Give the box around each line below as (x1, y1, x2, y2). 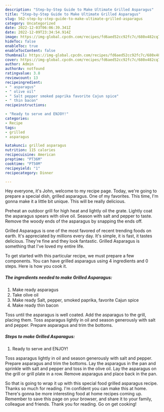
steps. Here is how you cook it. (5, 263, 67, 269)
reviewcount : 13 (5, 75, 38, 80)
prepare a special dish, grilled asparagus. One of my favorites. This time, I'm (5, 193, 159, 199)
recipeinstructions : (5, 103, 47, 108)
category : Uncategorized (5, 21, 56, 26)
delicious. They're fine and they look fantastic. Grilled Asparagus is (5, 238, 140, 244)
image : (5, 35, 19, 40)
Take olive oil (12, 292, 39, 298)
